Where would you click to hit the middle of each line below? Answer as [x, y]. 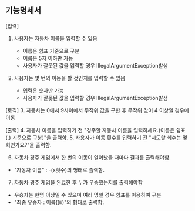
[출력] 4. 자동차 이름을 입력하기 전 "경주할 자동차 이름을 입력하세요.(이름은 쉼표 [96, 130]
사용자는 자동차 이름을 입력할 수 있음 [56, 38]
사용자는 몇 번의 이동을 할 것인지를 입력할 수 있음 [70, 78]
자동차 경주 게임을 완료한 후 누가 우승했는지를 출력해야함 [78, 182]
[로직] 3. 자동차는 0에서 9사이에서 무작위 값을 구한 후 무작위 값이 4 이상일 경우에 [97, 110]
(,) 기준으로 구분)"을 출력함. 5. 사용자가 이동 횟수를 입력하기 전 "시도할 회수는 [93, 138]
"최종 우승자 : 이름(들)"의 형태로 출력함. [59, 202]
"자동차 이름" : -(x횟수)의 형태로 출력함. [59, 170]
